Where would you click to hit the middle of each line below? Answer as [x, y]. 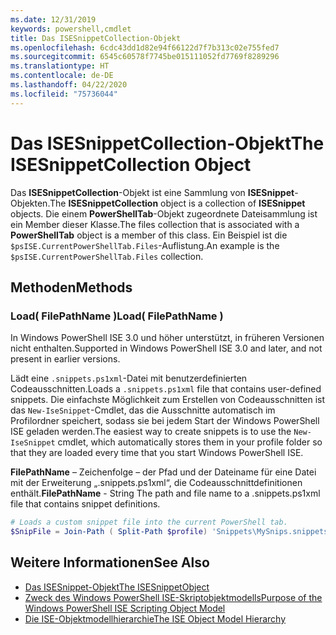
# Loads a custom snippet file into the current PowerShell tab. [149, 522]
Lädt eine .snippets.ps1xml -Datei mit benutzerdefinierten [129, 378]
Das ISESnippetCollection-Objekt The [167, 143]
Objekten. [30, 203]
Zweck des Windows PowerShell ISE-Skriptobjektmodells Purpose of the [173, 597]
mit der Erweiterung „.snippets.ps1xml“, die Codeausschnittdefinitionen [156, 483]
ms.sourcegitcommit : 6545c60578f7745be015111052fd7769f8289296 [145, 57]
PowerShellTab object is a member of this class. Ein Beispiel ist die [149, 235]
